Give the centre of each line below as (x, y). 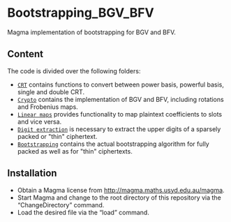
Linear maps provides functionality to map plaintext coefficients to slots (119, 114)
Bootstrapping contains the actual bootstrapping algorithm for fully (113, 144)
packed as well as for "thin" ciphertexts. (75, 151)
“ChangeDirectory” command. (61, 205)
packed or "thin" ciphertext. (57, 136)
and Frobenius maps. (47, 107)
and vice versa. (39, 121)
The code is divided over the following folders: (74, 71)
